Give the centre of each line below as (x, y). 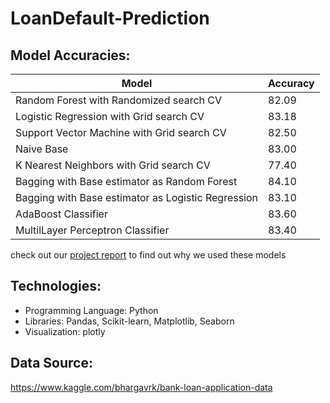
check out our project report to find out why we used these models (148, 255)
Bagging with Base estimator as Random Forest (126, 181)
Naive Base (42, 149)
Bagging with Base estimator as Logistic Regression (137, 197)
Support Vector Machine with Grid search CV (121, 132)
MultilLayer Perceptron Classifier (92, 230)
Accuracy (291, 83)
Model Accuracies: (70, 55)
